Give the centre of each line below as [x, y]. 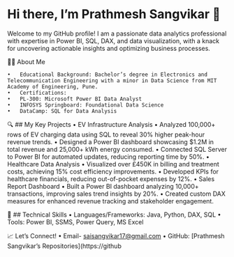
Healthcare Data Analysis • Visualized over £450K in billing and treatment [114, 164]
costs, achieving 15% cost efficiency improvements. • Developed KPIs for [113, 171]
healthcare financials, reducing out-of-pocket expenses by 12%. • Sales [111, 179]
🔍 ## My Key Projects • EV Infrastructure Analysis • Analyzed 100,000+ [111, 124]
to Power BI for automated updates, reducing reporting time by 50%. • [108, 157]
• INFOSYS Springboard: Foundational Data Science [86, 105]
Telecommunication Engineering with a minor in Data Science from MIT [112, 80]
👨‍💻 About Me [26, 61]
